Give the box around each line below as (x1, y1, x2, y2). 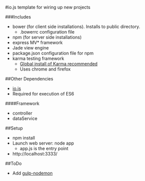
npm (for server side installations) (12, 34, 82, 40)
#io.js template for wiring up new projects (5, 4, 91, 10)
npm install (12, 135, 35, 140)
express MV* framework (12, 39, 63, 45)
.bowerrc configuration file (19, 29, 75, 34)
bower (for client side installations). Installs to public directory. (12, 23, 141, 29)
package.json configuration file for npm (12, 50, 94, 56)
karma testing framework (12, 55, 64, 61)
